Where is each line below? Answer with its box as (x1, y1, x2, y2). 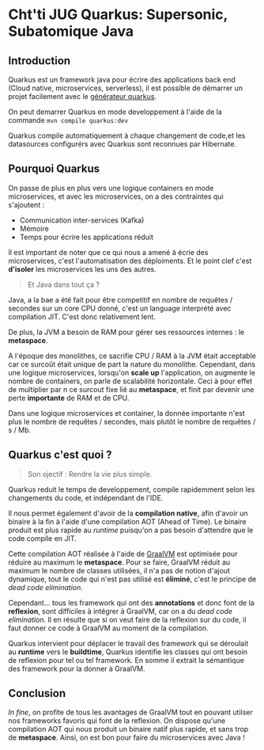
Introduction (8, 54, 71, 67)
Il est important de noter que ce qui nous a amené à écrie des (8, 247, 209, 257)
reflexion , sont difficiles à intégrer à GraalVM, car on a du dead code (8, 606, 233, 615)
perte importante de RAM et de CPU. (8, 393, 130, 402)
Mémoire (19, 223, 49, 233)
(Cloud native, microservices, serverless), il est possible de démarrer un (8, 83, 243, 93)
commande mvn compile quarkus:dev (8, 116, 129, 124)
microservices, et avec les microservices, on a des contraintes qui (8, 192, 224, 201)
